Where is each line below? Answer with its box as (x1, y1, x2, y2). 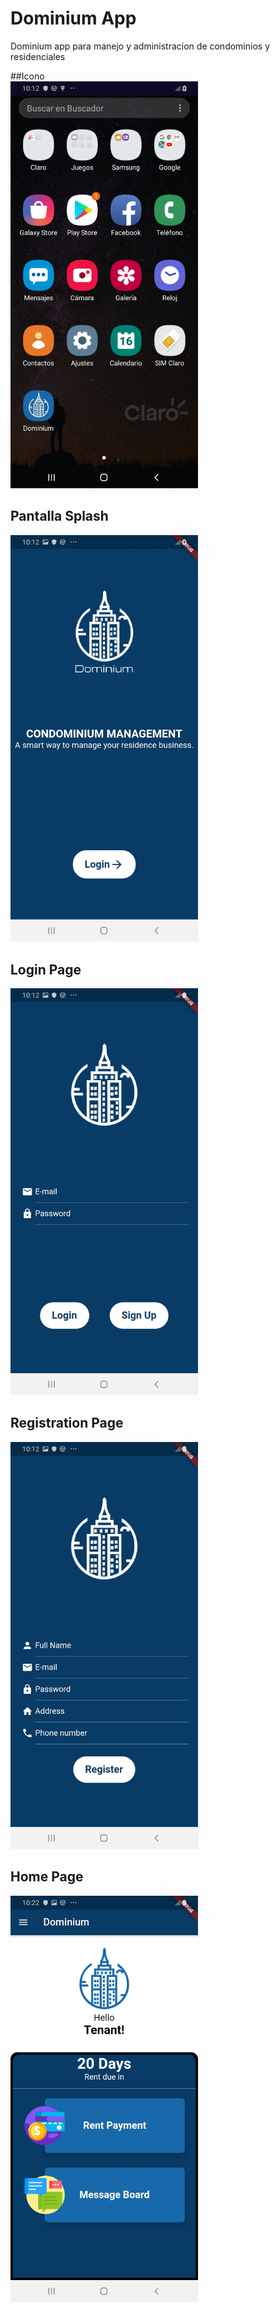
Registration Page (10, 1415, 124, 1432)
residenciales (10, 50, 66, 62)
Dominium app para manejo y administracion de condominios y (10, 40, 271, 52)
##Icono (10, 70, 45, 82)
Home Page (10, 1868, 84, 1886)
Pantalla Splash (10, 508, 109, 525)
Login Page (10, 961, 82, 978)
